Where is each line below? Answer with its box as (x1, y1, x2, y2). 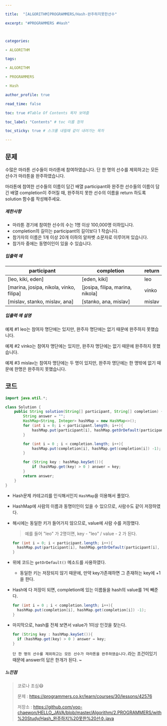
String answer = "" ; (23, 414, 66, 419)
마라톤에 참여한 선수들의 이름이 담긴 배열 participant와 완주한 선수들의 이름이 (5, 183, 155, 189)
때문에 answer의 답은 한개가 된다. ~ (12, 657, 82, 663)
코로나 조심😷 (17, 683, 44, 689)
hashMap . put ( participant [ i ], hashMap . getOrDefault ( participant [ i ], (17, 545, 160, 550)
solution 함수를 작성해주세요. (5, 195, 61, 202)
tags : (5, 56, 16, 61)
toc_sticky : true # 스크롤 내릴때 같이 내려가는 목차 (5, 128, 104, 134)
